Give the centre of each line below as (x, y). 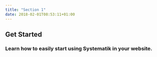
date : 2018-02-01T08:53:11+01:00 (40, 14)
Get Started (24, 34)
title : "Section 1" (26, 10)
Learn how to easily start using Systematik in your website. (79, 49)
